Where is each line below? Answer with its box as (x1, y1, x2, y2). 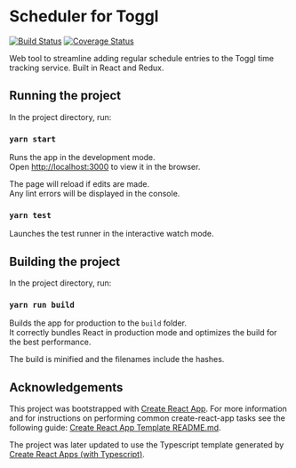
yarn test (9, 210, 52, 220)
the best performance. (9, 336, 92, 348)
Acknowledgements (9, 380, 124, 395)
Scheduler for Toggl (9, 6, 159, 27)
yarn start (9, 133, 56, 144)
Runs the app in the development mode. (9, 152, 156, 163)
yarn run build (9, 300, 76, 311)
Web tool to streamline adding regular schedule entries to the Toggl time (9, 52, 274, 63)
